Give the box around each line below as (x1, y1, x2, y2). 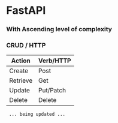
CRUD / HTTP (6, 41, 46, 50)
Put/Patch (38, 86, 66, 95)
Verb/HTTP (38, 56, 71, 65)
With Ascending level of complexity (6, 25, 113, 34)
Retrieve (9, 76, 33, 85)
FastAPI (6, 4, 46, 17)
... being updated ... (8, 112, 66, 118)
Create (9, 67, 29, 75)
